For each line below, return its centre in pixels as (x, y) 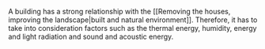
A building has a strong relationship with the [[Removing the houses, (119, 11)
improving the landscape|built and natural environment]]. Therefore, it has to (133, 20)
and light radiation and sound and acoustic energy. (91, 36)
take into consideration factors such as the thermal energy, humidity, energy (132, 28)
